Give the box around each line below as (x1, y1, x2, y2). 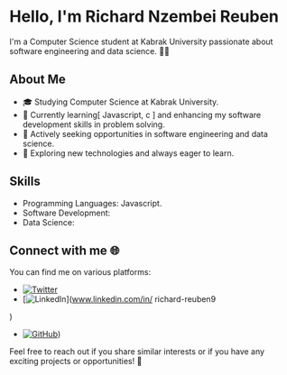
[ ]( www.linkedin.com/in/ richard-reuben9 (22, 294, 217, 305)
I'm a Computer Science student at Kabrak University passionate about (9, 36, 273, 47)
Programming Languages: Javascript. (22, 197, 162, 208)
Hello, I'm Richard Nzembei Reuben (9, 6, 280, 27)
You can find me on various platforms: (9, 267, 152, 278)
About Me (9, 72, 66, 87)
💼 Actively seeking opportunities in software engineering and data (22, 128, 269, 139)
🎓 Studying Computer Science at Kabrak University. (22, 96, 219, 107)
